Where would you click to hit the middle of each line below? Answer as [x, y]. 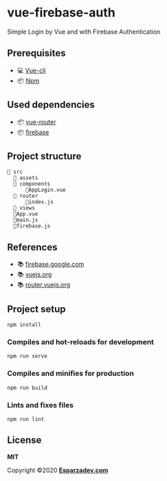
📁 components [32, 184]
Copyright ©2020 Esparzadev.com [58, 470]
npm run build [27, 388]
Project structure [44, 156]
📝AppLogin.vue [46, 190]
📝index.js [39, 202]
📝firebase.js [32, 226]
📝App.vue [26, 214]
